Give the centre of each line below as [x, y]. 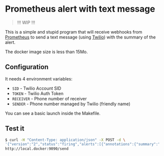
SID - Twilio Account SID [37, 88]
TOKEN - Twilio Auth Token [38, 93]
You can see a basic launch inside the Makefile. [53, 113]
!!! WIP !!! [26, 22]
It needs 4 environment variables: [39, 78]
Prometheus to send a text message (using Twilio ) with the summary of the [81, 37]
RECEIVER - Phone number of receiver [49, 98]
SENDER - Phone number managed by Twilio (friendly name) [71, 104]
